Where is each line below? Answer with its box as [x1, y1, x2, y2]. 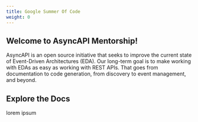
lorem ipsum [6, 110, 37, 117]
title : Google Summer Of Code [6, 8, 81, 15]
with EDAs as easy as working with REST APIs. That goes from [6, 64, 158, 71]
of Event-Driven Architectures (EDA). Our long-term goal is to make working [6, 58, 191, 65]
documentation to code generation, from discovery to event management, [6, 70, 186, 77]
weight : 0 [6, 14, 31, 20]
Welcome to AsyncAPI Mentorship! [6, 36, 138, 46]
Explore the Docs [6, 94, 70, 104]
